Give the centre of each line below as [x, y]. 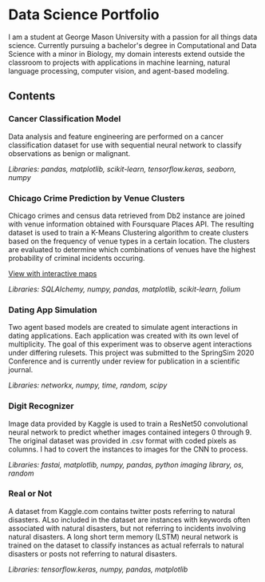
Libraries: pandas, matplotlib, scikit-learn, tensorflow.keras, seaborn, [123, 169]
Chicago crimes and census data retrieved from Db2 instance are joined [127, 215]
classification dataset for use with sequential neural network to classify [125, 145]
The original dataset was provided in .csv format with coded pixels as [123, 440]
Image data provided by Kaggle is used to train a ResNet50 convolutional [128, 423]
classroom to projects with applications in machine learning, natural [119, 62]
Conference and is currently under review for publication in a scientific [125, 361]
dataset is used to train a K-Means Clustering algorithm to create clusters [129, 232]
